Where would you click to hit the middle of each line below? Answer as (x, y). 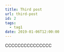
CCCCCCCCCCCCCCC (28, 45)
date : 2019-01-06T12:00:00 (32, 32)
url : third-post (21, 14)
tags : (10, 23)
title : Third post (24, 9)
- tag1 (16, 27)
